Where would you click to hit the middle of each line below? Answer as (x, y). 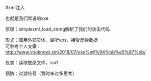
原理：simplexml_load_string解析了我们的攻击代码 (58, 29)
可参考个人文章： (23, 46)
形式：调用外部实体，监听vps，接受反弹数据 (52, 40)
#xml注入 (15, 7)
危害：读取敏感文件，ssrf (32, 62)
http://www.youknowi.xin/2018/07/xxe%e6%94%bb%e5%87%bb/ (75, 52)
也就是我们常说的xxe (27, 18)
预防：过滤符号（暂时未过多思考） (41, 73)
